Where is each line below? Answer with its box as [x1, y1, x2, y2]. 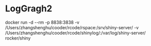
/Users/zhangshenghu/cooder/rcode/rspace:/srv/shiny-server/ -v [5, 24, 139, 30]
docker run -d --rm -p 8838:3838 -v [5, 19, 80, 25]
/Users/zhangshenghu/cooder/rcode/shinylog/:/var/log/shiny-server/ [5, 30, 146, 36]
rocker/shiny [5, 35, 31, 41]
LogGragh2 [5, 3, 52, 14]
